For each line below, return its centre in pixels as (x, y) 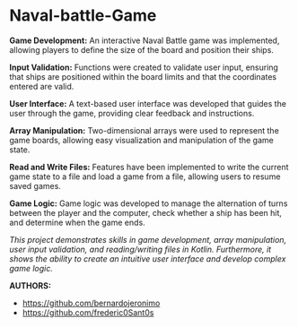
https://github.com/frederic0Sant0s (88, 312)
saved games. (35, 185)
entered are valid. (42, 86)
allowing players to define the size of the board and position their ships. (141, 49)
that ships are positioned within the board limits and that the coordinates (143, 76)
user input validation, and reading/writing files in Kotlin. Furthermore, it (140, 249)
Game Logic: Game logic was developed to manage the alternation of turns (149, 203)
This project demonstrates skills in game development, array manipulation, (148, 239)
